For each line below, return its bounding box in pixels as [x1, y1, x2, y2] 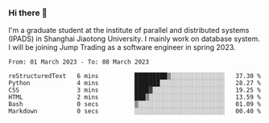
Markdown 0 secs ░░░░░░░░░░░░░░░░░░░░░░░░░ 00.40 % [8, 108, 262, 116]
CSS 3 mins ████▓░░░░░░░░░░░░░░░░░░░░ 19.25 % [8, 86, 262, 95]
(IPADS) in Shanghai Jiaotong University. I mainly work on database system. [8, 34, 260, 43]
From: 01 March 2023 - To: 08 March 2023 [8, 58, 150, 67]
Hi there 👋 [8, 7, 48, 18]
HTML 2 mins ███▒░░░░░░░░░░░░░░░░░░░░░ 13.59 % [8, 93, 262, 101]
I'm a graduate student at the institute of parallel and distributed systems [8, 26, 250, 35]
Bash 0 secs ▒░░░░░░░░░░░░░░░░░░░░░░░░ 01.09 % [8, 100, 262, 109]
